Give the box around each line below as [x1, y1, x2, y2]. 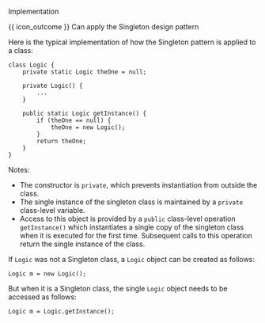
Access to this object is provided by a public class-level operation [19, 214, 236, 223]
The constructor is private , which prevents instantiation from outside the [19, 180, 258, 189]
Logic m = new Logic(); [8, 270, 87, 278]
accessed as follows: [8, 292, 77, 302]
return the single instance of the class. [19, 239, 146, 249]
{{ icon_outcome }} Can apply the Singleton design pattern [8, 22, 199, 31]
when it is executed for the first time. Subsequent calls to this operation [19, 231, 253, 240]
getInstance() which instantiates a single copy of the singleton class [19, 222, 244, 232]
